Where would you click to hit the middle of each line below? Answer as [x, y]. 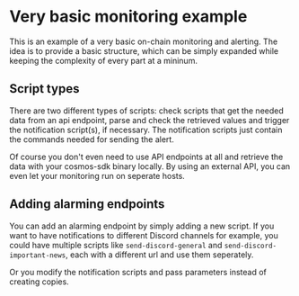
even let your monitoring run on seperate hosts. [97, 175]
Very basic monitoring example [128, 17]
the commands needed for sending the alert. [92, 139]
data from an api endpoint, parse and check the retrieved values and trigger [149, 120]
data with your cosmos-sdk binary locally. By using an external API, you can [150, 166]
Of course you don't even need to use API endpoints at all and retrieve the [146, 157]
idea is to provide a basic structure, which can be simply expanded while [144, 50]
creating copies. [39, 282]
